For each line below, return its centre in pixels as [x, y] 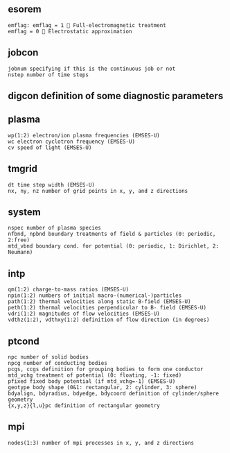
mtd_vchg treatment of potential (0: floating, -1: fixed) [95, 375]
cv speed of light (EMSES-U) [50, 147]
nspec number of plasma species [54, 228]
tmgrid [23, 169]
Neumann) [20, 253]
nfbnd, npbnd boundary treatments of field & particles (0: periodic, [112, 234]
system [24, 212]
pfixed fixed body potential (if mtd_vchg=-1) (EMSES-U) [92, 382]
